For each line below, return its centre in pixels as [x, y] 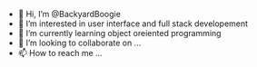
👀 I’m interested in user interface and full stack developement [133, 24]
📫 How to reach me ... [60, 53]
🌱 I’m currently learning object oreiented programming [119, 33]
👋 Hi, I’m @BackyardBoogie [69, 14]
